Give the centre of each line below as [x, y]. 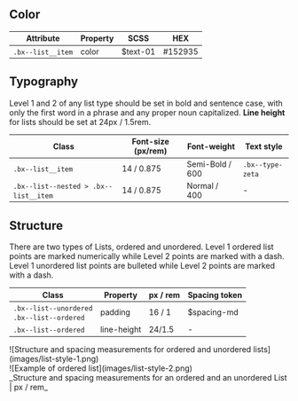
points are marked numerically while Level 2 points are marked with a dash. [147, 256]
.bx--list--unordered [53, 308]
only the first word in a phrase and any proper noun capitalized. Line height [147, 112]
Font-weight [211, 146]
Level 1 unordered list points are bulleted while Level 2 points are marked [142, 266]
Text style [264, 146]
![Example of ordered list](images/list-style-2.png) [101, 368]
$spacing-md [213, 312]
